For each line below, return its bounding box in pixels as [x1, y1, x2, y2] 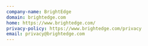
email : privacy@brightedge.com [6, 31, 85, 37]
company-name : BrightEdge [6, 8, 71, 15]
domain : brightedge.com [6, 14, 66, 20]
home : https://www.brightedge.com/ [6, 20, 96, 26]
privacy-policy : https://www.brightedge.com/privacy [6, 25, 142, 32]
